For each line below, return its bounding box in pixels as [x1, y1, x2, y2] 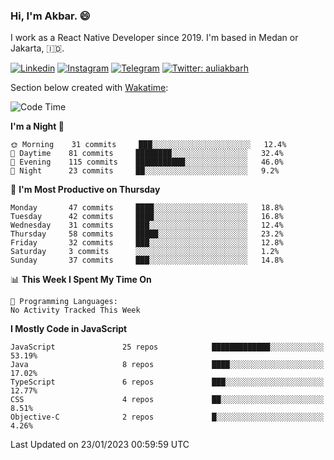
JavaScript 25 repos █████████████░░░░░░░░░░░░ [10, 342, 325, 353]
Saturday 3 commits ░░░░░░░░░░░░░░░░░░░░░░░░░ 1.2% [10, 247, 280, 257]
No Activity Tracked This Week [10, 305, 141, 316]
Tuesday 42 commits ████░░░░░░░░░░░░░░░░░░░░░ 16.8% [10, 212, 284, 222]
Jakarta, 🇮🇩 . [10, 42, 65, 54]
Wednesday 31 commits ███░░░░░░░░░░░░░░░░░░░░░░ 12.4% [10, 220, 284, 231]
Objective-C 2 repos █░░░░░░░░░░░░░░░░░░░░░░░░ [10, 412, 325, 423]
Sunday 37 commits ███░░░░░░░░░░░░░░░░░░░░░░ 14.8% [10, 255, 284, 266]
